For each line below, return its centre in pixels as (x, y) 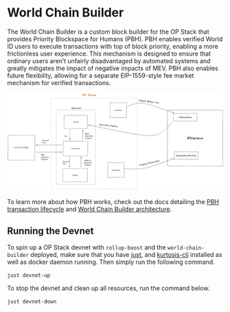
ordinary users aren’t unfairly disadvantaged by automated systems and (109, 60)
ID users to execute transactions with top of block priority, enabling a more (113, 46)
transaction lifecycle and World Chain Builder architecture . (90, 209)
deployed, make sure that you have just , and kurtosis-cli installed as (126, 255)
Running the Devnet (50, 231)
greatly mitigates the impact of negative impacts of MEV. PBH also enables (113, 68)
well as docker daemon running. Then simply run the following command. (111, 262)
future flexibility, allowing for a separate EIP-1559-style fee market (101, 75)
